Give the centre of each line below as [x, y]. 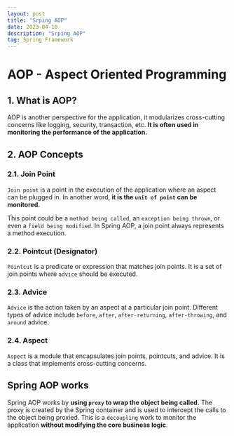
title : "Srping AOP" [37, 20]
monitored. [24, 204]
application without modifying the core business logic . [88, 425]
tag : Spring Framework [40, 40]
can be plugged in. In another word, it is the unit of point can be [102, 197]
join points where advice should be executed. [73, 274]
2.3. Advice [27, 292]
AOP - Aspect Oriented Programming [117, 75]
